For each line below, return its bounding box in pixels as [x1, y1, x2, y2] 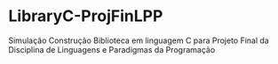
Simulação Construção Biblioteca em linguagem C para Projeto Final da [8, 35, 270, 46]
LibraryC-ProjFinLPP [8, 6, 163, 26]
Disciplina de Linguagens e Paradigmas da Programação [8, 44, 216, 54]
